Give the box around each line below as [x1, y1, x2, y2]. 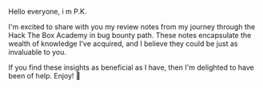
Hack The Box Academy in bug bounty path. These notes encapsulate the [8, 31, 252, 40]
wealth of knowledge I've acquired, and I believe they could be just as [8, 39, 238, 48]
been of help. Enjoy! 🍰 [8, 71, 82, 80]
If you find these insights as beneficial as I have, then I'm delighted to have [8, 63, 254, 72]
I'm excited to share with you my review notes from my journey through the [8, 22, 256, 31]
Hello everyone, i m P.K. [8, 7, 87, 16]
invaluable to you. [8, 48, 66, 56]
